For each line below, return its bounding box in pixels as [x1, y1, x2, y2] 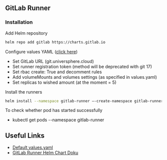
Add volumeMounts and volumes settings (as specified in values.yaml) [12, 74, 158, 80]
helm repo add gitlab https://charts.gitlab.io [5, 40, 106, 45]
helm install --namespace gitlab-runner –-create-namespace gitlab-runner [5, 99, 164, 104]
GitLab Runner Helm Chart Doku [12, 150, 79, 156]
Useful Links [5, 131, 45, 140]
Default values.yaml [12, 145, 53, 151]
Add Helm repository [5, 30, 48, 36]
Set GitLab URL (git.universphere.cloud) [12, 58, 94, 64]
